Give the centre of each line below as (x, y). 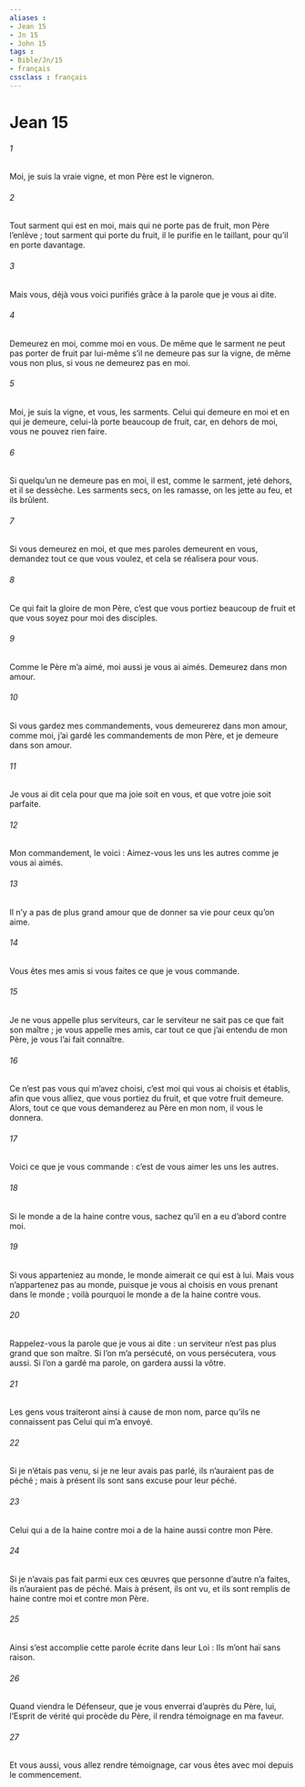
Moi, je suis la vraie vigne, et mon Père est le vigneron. (112, 177)
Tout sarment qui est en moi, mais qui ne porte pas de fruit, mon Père (140, 225)
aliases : (28, 18)
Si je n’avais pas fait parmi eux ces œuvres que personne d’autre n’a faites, (150, 1579)
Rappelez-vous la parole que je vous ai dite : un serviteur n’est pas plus (143, 1343)
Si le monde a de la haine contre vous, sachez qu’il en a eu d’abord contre (148, 1216)
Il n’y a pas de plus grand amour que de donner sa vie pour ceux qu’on (142, 912)
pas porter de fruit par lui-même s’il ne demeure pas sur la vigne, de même (150, 353)
